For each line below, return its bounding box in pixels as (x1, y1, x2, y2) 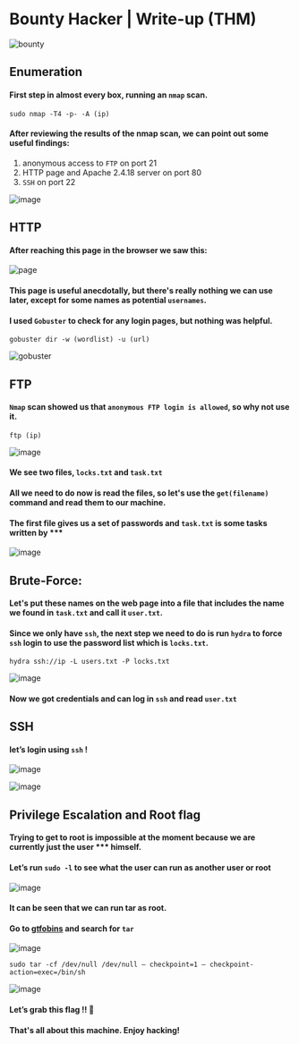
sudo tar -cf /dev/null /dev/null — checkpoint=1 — (9, 960, 206, 970)
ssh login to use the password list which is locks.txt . (9, 637, 209, 648)
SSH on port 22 (21, 176, 76, 187)
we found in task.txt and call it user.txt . (9, 607, 163, 618)
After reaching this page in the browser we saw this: (9, 244, 208, 255)
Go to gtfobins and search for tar (9, 922, 134, 934)
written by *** (9, 527, 64, 538)
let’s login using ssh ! (9, 743, 88, 755)
